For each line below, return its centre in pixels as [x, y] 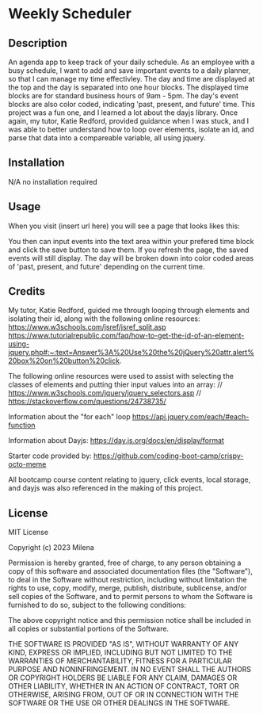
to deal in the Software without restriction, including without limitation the [128, 580]
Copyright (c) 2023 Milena [51, 548]
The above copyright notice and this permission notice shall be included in [130, 620]
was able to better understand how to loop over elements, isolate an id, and [131, 129]
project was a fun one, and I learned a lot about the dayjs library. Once [123, 113]
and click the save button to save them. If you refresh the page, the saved [128, 250]
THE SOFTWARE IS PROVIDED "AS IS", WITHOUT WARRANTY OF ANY [124, 644]
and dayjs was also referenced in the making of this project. [106, 488]
